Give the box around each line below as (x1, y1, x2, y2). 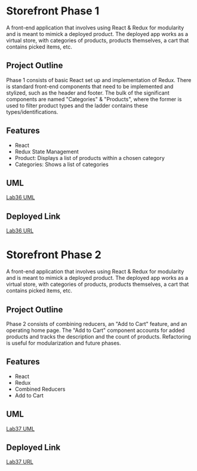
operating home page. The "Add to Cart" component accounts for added (6, 327, 185, 334)
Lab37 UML (6, 425, 35, 432)
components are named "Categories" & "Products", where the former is (6, 95, 182, 102)
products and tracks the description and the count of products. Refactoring (6, 333, 191, 340)
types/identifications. (6, 108, 59, 115)
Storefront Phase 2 (6, 248, 101, 262)
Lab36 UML (6, 194, 35, 201)
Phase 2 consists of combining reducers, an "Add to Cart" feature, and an (6, 320, 187, 327)
